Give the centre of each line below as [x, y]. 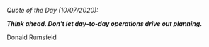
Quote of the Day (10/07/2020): [52, 10]
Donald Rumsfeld [32, 37]
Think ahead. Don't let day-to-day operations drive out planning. [104, 23]
